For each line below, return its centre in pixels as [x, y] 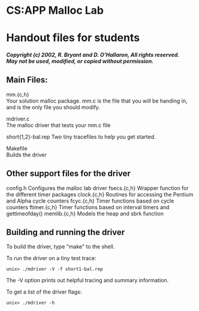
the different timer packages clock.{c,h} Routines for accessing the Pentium [100, 194]
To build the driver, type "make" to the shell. [61, 247]
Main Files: [27, 80]
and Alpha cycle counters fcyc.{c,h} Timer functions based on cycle [90, 201]
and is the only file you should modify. [53, 107]
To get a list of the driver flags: [44, 292]
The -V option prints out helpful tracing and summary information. [88, 280]
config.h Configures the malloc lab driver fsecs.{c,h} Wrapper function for [97, 188]
